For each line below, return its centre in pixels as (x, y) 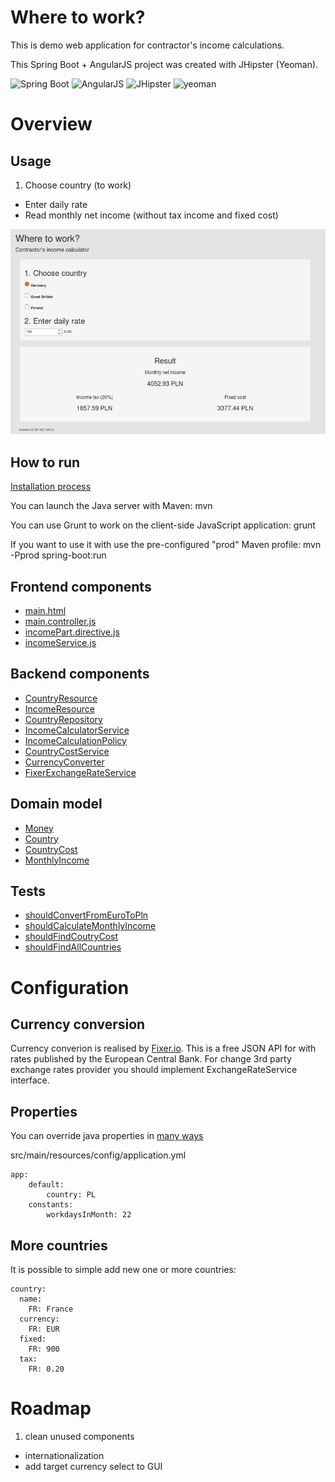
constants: (51, 1205)
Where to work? (78, 17)
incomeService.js (60, 642)
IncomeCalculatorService (77, 730)
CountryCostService (67, 751)
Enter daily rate (56, 204)
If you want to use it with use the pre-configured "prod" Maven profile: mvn (166, 545)
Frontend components (81, 586)
